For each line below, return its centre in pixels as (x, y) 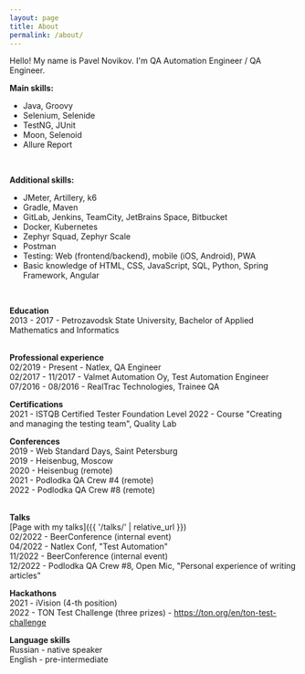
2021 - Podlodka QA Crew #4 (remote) (82, 480)
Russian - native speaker (56, 650)
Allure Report (47, 145)
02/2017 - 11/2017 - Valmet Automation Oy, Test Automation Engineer (139, 377)
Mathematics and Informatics (64, 331)
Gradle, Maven (50, 207)
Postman (39, 247)
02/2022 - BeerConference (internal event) (90, 537)
